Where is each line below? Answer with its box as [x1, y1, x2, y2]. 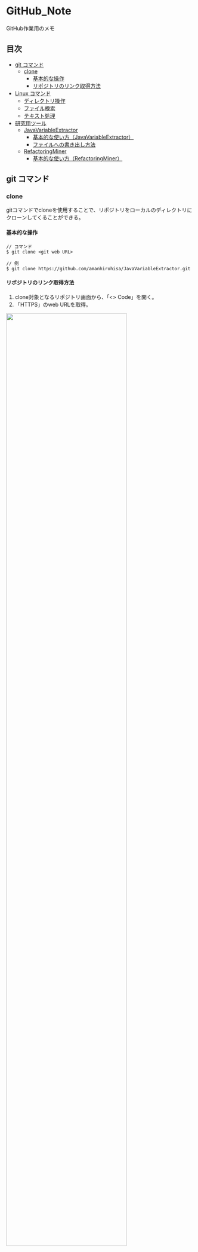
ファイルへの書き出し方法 [32, 141, 96, 148]
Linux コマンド [14, 90, 51, 97]
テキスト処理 [23, 112, 55, 119]
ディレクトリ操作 [23, 97, 66, 104]
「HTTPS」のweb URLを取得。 [14, 301, 91, 308]
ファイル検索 [23, 105, 55, 112]
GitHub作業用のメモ [6, 25, 55, 32]
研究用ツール [14, 120, 47, 127]
